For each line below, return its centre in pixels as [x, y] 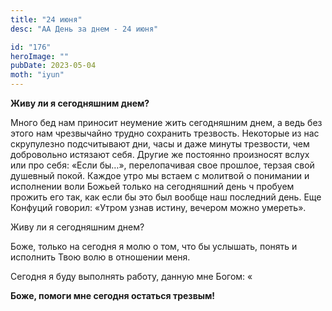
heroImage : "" [40, 56]
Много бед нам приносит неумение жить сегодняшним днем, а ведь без [166, 122]
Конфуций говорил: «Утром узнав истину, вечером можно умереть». [158, 207]
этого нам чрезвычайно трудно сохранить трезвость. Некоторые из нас [165, 133]
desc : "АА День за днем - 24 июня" [84, 29]
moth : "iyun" [37, 75]
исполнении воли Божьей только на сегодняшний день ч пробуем [152, 186]
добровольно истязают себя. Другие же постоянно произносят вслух [160, 154]
